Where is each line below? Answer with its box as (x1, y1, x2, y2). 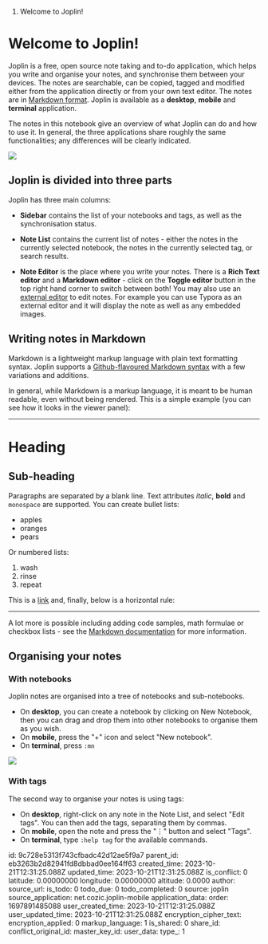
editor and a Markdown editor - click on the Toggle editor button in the (19, 275, 257, 285)
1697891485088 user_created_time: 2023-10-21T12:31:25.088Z (8, 901, 215, 911)
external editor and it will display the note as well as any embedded (19, 301, 241, 310)
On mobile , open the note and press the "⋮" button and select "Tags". (19, 826, 252, 836)
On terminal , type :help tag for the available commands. (19, 835, 208, 844)
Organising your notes (8, 649, 122, 663)
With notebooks (8, 673, 72, 684)
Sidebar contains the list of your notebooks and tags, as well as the (19, 210, 242, 220)
